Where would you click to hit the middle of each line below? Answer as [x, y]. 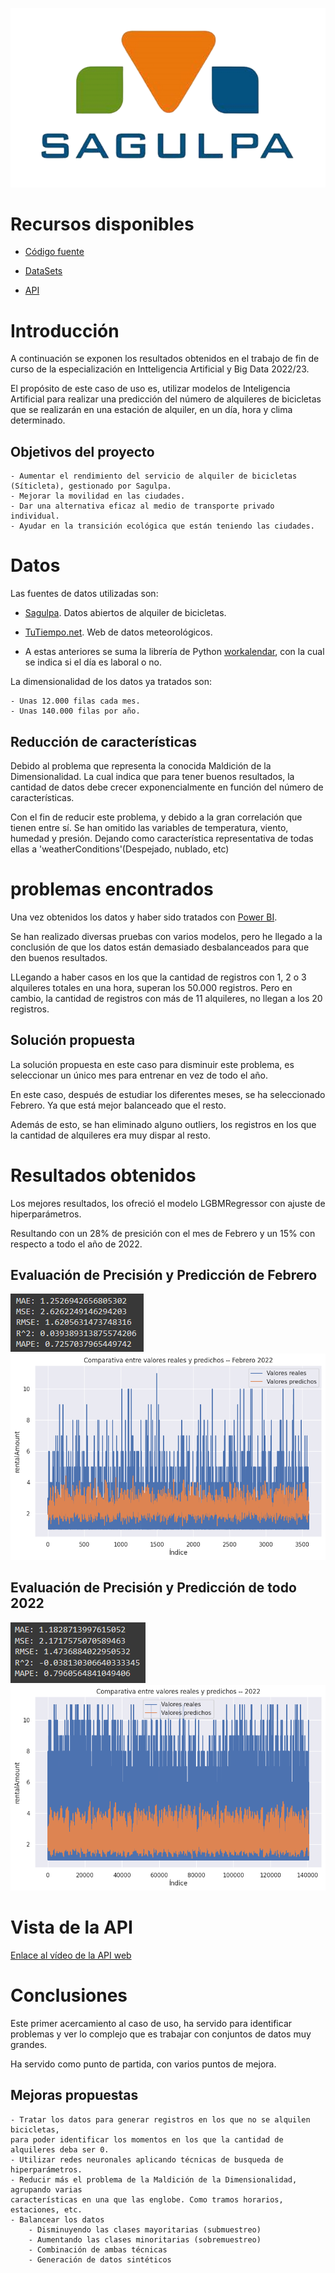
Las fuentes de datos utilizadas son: [84, 594]
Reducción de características [103, 741]
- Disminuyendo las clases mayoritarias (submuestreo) [145, 2229]
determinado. [38, 420]
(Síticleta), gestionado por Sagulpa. [91, 486]
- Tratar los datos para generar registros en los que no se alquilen [160, 2119]
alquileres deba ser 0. [60, 2149]
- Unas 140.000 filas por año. [75, 711]
